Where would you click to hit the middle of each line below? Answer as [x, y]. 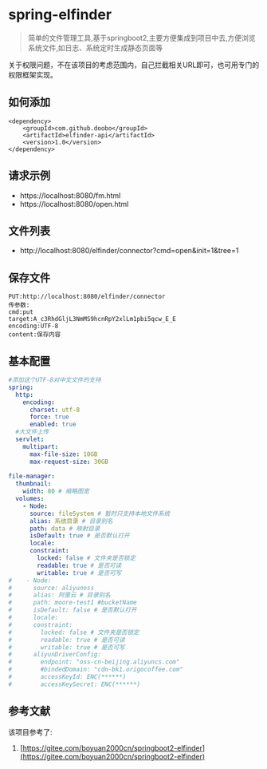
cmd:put [21, 312]
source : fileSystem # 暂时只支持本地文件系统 [100, 513]
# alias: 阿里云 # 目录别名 [59, 595]
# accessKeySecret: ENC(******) [75, 684]
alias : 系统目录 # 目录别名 [71, 521]
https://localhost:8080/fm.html [70, 195]
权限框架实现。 [33, 74]
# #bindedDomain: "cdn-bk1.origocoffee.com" [96, 670]
